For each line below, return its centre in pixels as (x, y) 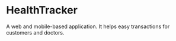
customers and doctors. (35, 32)
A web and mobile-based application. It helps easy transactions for (88, 26)
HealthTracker (42, 10)
